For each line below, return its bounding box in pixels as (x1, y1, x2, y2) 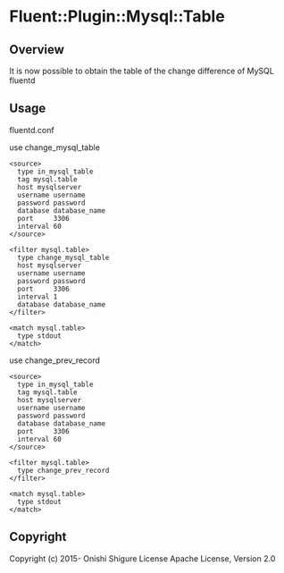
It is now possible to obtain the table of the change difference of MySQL (9, 65, 274, 76)
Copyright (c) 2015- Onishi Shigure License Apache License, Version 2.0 (9, 552, 276, 564)
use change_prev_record (9, 355, 101, 366)
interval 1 (17, 292, 58, 301)
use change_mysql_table (9, 141, 101, 153)
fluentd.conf (9, 124, 55, 135)
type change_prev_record (17, 466, 110, 475)
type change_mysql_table (17, 253, 110, 262)
